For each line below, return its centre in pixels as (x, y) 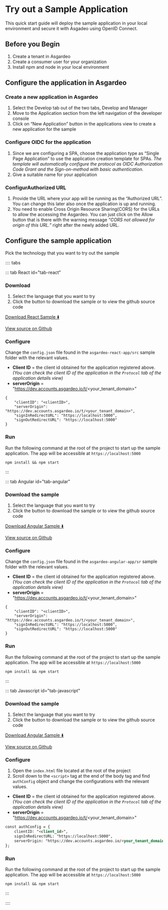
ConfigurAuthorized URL (36, 188)
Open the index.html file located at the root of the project (71, 771)
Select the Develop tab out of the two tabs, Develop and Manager (80, 108)
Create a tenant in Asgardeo (41, 56)
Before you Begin (32, 44)
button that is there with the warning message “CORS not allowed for (83, 220)
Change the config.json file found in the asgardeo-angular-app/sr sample (81, 562)
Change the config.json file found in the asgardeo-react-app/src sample (80, 353)
